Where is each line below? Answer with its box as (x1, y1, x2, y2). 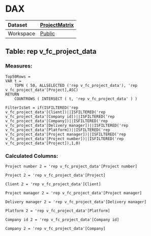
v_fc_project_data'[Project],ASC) (5, 87, 79, 92)
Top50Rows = (5, 74, 31, 79)
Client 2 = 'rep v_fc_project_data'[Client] (5, 181, 101, 187)
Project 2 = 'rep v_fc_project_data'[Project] (5, 173, 106, 178)
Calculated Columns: (5, 152, 58, 159)
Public (40, 30, 55, 37)
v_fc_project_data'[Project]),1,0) (5, 141, 81, 146)
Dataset (8, 21, 27, 28)
